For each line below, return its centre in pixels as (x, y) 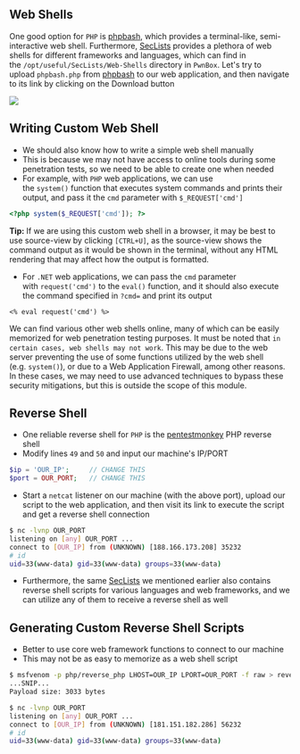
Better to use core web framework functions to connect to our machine (153, 650)
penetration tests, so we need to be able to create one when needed (148, 169)
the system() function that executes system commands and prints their (152, 187)
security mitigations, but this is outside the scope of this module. (128, 385)
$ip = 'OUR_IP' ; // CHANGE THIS (77, 470)
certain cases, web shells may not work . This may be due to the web (139, 347)
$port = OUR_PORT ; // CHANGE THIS (77, 478)
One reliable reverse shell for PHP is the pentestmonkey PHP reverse (147, 435)
